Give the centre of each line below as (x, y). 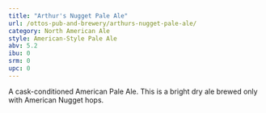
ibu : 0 (19, 53)
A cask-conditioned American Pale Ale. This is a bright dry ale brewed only (133, 91)
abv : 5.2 (23, 46)
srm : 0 (19, 61)
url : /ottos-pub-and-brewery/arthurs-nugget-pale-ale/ (103, 23)
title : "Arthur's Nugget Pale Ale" (68, 16)
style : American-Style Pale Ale (63, 38)
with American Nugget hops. (56, 100)
